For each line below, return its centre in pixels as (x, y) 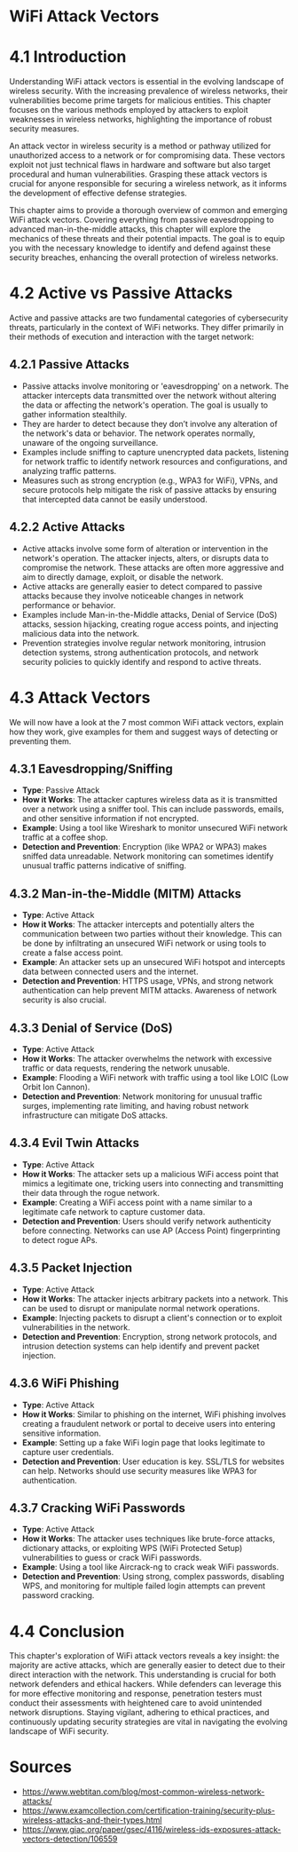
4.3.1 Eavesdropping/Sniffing (91, 769)
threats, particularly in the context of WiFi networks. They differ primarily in (146, 328)
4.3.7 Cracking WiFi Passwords (98, 1508)
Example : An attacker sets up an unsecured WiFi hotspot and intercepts (153, 962)
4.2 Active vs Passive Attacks (121, 293)
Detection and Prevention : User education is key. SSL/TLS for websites (153, 1461)
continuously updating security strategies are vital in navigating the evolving (149, 1722)
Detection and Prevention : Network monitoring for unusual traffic (142, 1096)
